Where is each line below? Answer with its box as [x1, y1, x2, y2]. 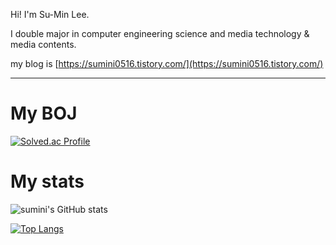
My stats [10, 170, 85, 193]
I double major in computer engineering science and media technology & [10, 28, 310, 39]
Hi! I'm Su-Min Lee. [10, 9, 90, 20]
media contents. [10, 39, 77, 50]
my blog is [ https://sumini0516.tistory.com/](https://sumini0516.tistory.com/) [10, 58, 324, 69]
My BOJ [10, 102, 78, 125]
